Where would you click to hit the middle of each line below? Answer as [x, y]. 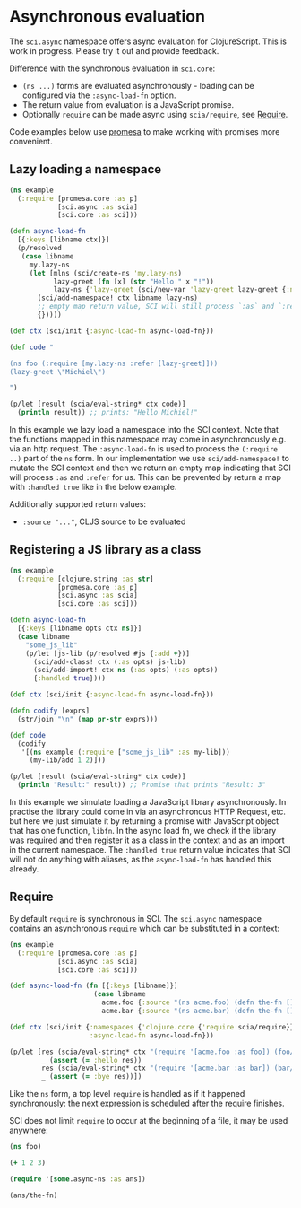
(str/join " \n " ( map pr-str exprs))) [88, 719]
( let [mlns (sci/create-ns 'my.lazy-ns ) [105, 273]
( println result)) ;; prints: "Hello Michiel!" [108, 413]
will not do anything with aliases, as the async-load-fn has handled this [140, 860]
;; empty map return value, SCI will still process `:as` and [156, 307]
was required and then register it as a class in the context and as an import [147, 840]
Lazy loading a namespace [86, 169]
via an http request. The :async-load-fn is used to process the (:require [143, 449]
